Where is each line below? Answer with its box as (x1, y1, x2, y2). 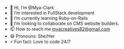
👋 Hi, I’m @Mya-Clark (9, 5, 54, 10)
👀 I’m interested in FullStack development (9, 10, 95, 16)
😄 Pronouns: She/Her (9, 33, 55, 39)
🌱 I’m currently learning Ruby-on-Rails (9, 15, 88, 21)
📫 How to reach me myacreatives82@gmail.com (9, 26, 111, 32)
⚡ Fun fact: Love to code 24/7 (9, 39, 71, 45)
